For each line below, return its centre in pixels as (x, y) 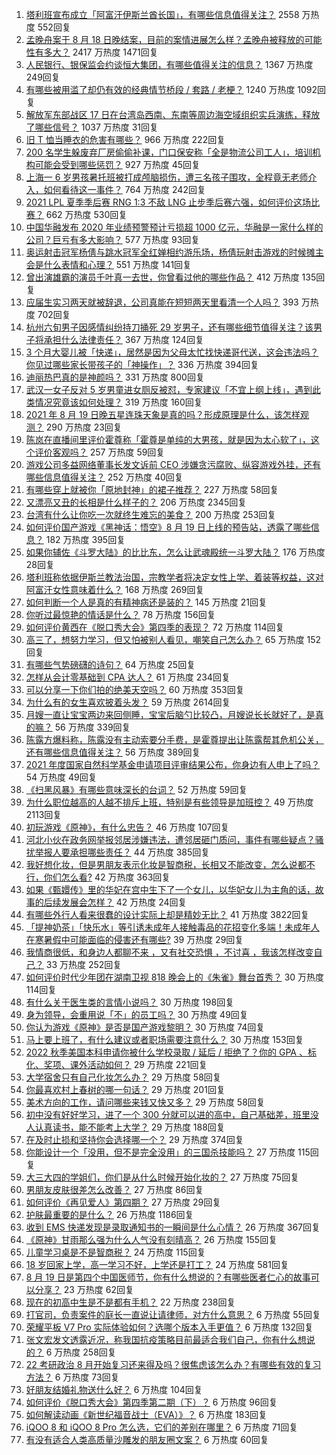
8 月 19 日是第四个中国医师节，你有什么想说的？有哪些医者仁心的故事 (168, 1277)
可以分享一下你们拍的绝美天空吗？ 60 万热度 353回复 (135, 689)
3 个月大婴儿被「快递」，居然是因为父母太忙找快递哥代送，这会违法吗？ (172, 352)
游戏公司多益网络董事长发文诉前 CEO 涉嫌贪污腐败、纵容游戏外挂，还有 (173, 464)
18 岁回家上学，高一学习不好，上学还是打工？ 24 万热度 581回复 (157, 1264)
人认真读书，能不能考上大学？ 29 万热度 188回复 (125, 1127)
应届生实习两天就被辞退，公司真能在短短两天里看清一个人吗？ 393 (162, 302)
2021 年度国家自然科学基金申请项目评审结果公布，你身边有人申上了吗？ (173, 764)
